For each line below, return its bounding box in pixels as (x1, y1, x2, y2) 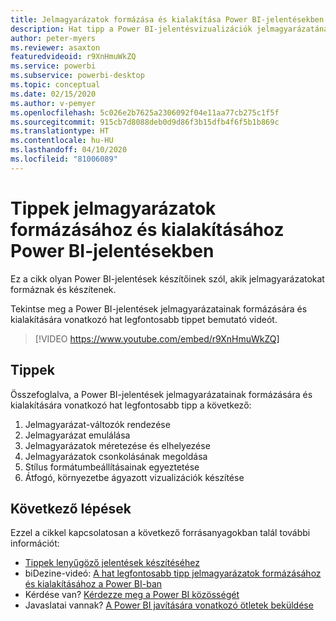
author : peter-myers (10, 33, 97, 43)
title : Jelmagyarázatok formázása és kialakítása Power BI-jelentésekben (10, 14, 325, 25)
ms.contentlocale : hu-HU (10, 136, 114, 146)
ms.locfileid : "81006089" (10, 154, 118, 164)
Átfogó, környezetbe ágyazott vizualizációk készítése (24, 471, 245, 483)
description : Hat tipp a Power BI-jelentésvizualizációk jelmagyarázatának (10, 24, 333, 34)
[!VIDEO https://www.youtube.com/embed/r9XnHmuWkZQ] (34, 332, 280, 345)
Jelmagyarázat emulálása (24, 429, 131, 441)
